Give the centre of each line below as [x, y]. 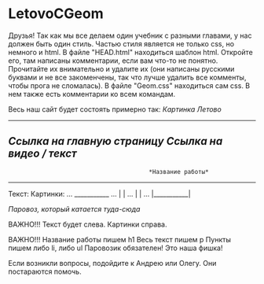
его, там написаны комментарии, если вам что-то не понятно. [113, 61]
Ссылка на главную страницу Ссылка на [115, 141]
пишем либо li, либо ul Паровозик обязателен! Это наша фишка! [115, 248]
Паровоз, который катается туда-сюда [74, 208]
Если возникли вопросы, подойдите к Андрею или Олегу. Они [112, 263]
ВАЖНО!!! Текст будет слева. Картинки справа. [88, 224]
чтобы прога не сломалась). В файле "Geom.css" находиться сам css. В [129, 85]
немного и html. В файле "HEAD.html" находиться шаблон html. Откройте [130, 52]
